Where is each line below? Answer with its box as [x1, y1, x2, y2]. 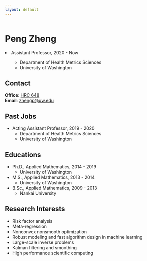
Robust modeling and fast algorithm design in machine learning [12, 234, 143, 240]
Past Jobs [5, 112, 37, 120]
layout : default [5, 7, 39, 12]
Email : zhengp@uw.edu [5, 98, 54, 104]
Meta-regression [12, 223, 47, 229]
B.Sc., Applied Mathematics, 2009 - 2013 [12, 185, 97, 191]
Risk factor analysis [12, 218, 53, 224]
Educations [5, 150, 41, 159]
